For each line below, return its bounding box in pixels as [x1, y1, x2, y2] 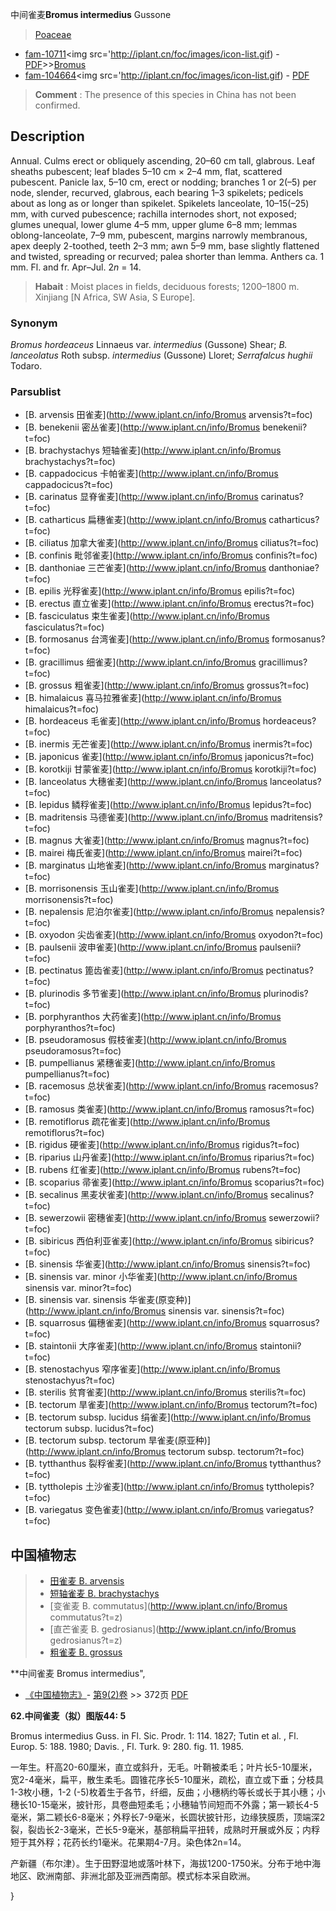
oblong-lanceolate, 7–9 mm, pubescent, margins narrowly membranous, [10, 229, 308, 241]
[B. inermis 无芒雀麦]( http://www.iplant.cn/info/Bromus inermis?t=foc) [24, 738, 313, 750]
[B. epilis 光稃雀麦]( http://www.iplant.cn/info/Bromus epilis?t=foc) [24, 585, 296, 597]
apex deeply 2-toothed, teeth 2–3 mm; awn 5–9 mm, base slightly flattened [10, 239, 320, 252]
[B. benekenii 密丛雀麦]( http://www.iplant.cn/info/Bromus [24, 421, 261, 433]
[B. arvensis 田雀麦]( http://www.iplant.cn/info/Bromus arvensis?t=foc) [24, 409, 313, 421]
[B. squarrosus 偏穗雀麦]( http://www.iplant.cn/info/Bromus [24, 1317, 267, 1329]
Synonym [10, 316, 58, 330]
